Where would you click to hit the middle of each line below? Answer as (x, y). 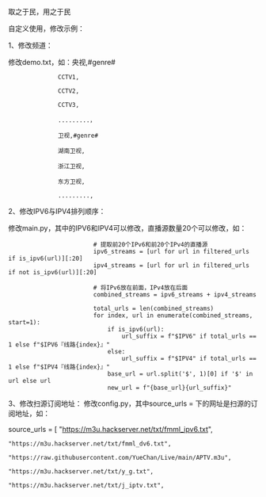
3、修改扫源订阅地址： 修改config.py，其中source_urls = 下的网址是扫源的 (129, 403)
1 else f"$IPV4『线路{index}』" (59, 367)
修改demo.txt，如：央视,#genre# (62, 62)
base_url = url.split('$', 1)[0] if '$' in (180, 374)
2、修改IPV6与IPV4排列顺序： (57, 211)
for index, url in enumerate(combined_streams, (173, 315)
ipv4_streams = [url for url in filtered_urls (171, 266)
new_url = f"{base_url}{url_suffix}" (169, 388)
